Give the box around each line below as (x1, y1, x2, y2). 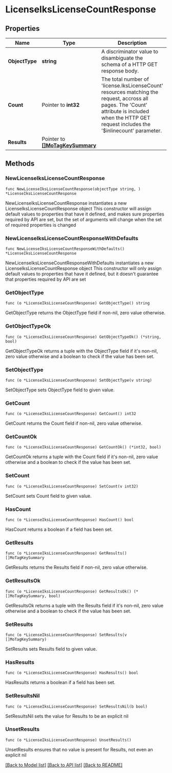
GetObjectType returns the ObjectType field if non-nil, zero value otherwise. (5, 310, 165, 316)
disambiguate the (101, 55, 143, 61)
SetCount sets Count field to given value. (5, 493, 92, 499)
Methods (5, 159, 35, 168)
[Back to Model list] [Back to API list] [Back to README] (5, 762, 123, 768)
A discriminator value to (101, 48, 159, 55)
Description (117, 40, 147, 46)
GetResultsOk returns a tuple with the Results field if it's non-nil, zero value (5, 602, 164, 608)
